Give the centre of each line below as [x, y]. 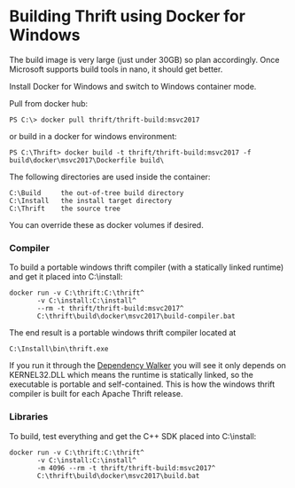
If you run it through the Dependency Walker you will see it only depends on [147, 366]
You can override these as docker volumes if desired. [106, 224]
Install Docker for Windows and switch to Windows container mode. [133, 86]
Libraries [29, 417]
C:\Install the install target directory [91, 201]
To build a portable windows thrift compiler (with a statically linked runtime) [147, 267]
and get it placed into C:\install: [66, 277]
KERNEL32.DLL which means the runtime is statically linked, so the [132, 375]
